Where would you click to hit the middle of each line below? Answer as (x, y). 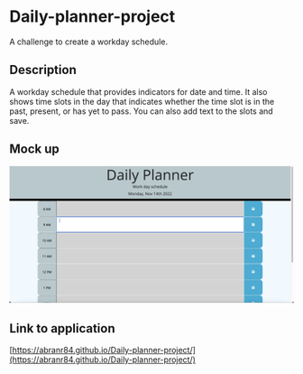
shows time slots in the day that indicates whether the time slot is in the (142, 101)
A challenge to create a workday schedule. (89, 42)
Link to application (62, 328)
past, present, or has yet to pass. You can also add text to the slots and (141, 111)
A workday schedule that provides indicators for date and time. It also (138, 91)
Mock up (35, 150)
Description (43, 70)
